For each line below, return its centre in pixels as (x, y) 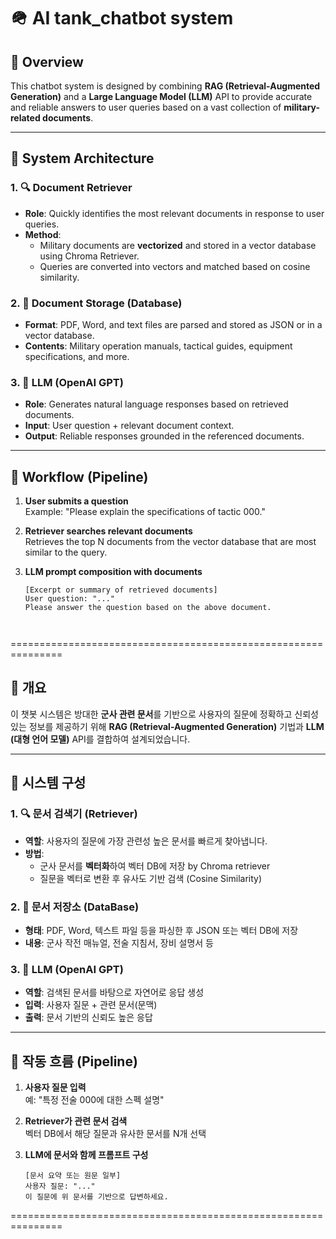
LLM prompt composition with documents (113, 572)
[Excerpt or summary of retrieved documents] (121, 590)
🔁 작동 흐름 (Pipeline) (74, 1061)
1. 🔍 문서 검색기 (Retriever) (74, 814)
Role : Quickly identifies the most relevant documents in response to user (174, 213)
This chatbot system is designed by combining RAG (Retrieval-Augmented (165, 86)
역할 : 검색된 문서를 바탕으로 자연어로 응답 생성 (114, 992)
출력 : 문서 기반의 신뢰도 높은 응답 (88, 1017)
